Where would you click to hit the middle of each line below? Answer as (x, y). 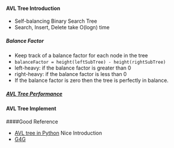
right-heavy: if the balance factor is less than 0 (70, 74)
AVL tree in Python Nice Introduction (58, 133)
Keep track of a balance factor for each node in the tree (81, 56)
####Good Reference (32, 121)
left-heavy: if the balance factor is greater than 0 (73, 68)
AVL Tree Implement (31, 109)
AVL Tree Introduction (33, 8)
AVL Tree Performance (34, 94)
